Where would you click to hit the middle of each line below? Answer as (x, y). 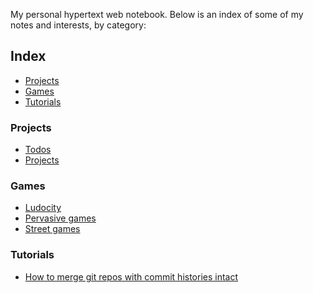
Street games (52, 229)
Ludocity (43, 208)
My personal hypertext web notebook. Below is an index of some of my (157, 14)
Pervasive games (60, 218)
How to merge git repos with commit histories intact (131, 276)
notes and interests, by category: (78, 25)
